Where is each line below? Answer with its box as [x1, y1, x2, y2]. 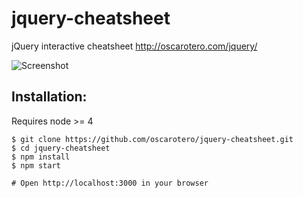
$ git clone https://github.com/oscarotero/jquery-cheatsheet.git [11, 134, 294, 144]
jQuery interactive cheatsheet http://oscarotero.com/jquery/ [11, 40, 258, 52]
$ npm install [11, 152, 71, 162]
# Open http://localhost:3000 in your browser [11, 178, 209, 188]
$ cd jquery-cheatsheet [11, 143, 111, 153]
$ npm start [11, 160, 61, 171]
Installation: [11, 88, 88, 106]
